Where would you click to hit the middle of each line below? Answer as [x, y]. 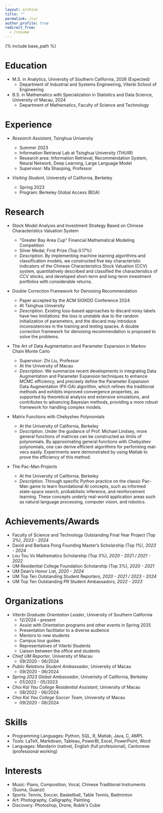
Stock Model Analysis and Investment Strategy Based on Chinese [78, 225]
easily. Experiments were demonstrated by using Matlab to [89, 452]
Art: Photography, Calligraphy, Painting [51, 800]
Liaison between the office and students [60, 651]
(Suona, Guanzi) [28, 790]
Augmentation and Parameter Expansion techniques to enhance [83, 376]
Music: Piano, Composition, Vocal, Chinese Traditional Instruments [79, 784]
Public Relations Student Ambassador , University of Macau [72, 666]
